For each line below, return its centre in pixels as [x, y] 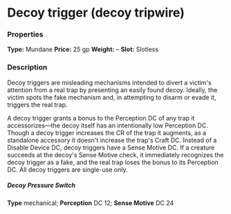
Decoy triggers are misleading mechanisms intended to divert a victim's [110, 82]
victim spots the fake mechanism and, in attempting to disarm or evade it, [112, 97]
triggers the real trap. [37, 105]
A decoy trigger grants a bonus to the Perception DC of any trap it [101, 118]
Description [27, 67]
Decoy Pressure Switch [41, 186]
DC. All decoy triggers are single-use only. [67, 169]
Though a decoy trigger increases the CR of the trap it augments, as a [107, 132]
